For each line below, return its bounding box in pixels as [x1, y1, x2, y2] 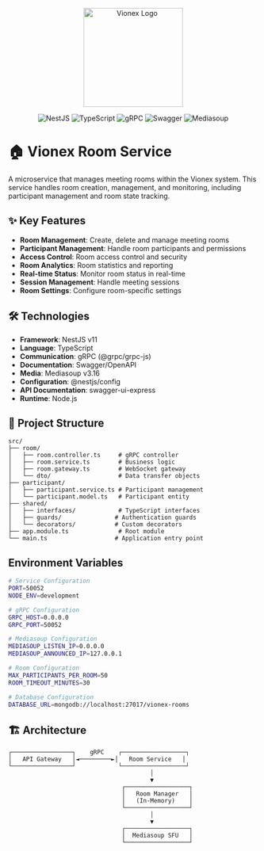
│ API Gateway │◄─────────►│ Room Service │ [8, 755, 186, 764]
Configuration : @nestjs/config [19, 376, 121, 386]
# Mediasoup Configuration [8, 635, 98, 643]
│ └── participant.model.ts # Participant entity [8, 493, 190, 501]
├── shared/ [8, 500, 48, 508]
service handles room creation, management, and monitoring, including [8, 182, 242, 192]
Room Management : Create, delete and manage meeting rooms [19, 235, 230, 245]
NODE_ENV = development [8, 591, 80, 600]
